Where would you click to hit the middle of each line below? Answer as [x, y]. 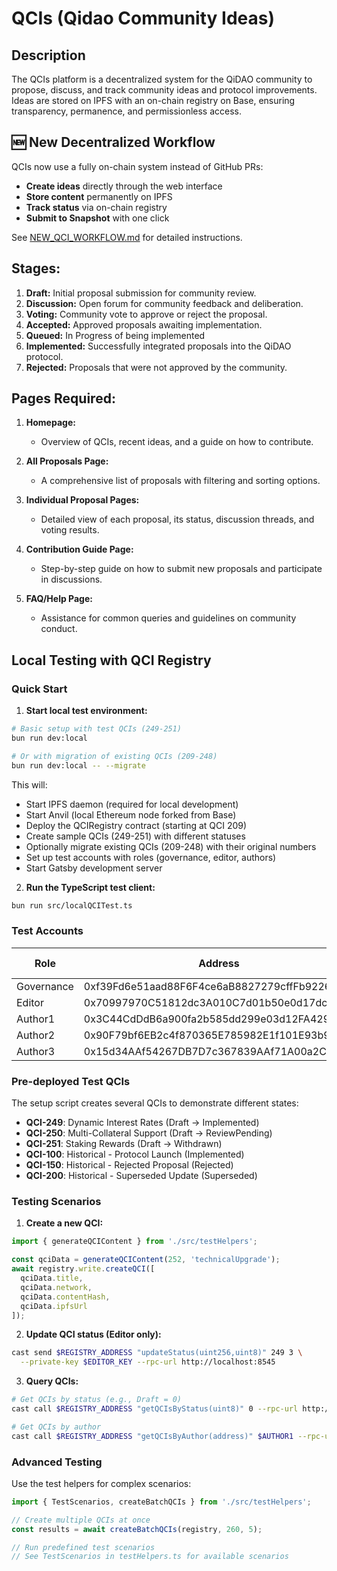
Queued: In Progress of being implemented [115, 335]
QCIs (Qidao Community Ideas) [143, 18]
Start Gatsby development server [94, 868]
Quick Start [39, 689]
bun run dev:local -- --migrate [78, 765]
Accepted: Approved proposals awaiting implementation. [144, 324]
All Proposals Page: [67, 461]
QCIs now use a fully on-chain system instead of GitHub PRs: [137, 166]
